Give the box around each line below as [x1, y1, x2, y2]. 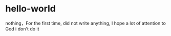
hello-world [5, 3, 56, 14]
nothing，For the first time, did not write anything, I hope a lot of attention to [5, 20, 166, 26]
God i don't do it [5, 25, 39, 31]
